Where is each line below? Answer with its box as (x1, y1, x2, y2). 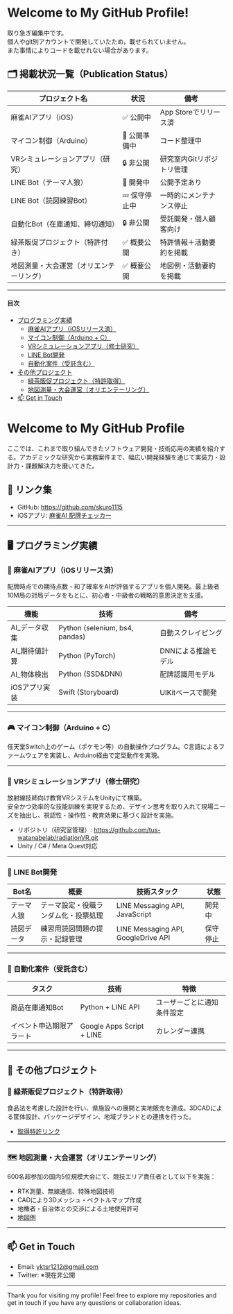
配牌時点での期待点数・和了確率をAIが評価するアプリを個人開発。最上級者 (7, 582, 220, 591)
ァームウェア (7, 751, 44, 759)
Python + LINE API (80, 1002, 140, 1011)
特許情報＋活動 (159, 237, 209, 247)
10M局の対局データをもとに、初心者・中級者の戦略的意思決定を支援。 (7, 591, 207, 600)
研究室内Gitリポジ (159, 154, 218, 164)
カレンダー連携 (155, 1026, 205, 1036)
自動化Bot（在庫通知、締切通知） (10, 219, 119, 228)
